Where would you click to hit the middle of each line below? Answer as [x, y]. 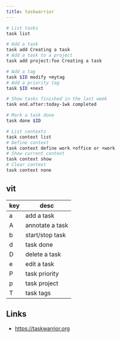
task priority [42, 273]
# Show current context [36, 154]
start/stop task [46, 234]
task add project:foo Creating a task [54, 61]
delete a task [43, 254]
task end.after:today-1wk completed [51, 105]
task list [18, 33]
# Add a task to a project [39, 55]
